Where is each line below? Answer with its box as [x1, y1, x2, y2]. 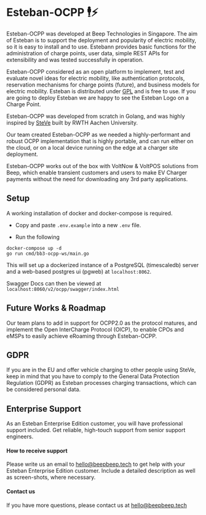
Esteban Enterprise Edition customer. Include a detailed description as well [6, 467, 196, 474]
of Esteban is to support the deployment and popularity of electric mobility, [6, 36, 197, 44]
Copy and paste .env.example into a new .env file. [15, 221, 141, 228]
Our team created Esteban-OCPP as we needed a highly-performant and [6, 131, 191, 138]
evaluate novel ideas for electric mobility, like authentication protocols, [6, 74, 185, 82]
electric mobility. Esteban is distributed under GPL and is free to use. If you [6, 87, 196, 95]
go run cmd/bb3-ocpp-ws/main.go [6, 250, 89, 257]
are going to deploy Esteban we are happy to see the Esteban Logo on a [6, 94, 189, 101]
